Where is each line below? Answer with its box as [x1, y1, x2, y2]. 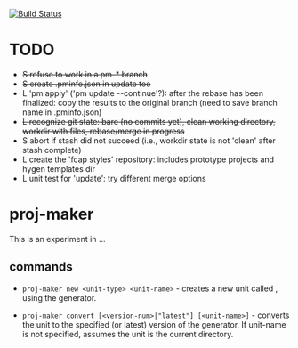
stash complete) [21, 144, 82, 155]
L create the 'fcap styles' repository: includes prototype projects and [21, 154, 274, 165]
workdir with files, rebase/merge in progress [21, 125, 185, 136]
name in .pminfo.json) [21, 107, 102, 117]
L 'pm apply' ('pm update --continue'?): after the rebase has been [21, 87, 264, 98]
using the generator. [21, 292, 97, 303]
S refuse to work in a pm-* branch [21, 69, 149, 79]
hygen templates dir [21, 163, 96, 174]
